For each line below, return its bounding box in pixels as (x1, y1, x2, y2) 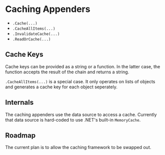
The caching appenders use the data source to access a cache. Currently (5, 111, 157, 118)
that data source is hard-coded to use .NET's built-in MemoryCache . (5, 117, 141, 123)
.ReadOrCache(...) (12, 36, 51, 42)
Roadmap (5, 131, 36, 140)
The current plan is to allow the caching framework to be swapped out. (5, 145, 151, 151)
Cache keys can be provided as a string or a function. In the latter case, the (5, 63, 160, 69)
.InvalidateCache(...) (12, 31, 60, 36)
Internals (5, 98, 34, 107)
